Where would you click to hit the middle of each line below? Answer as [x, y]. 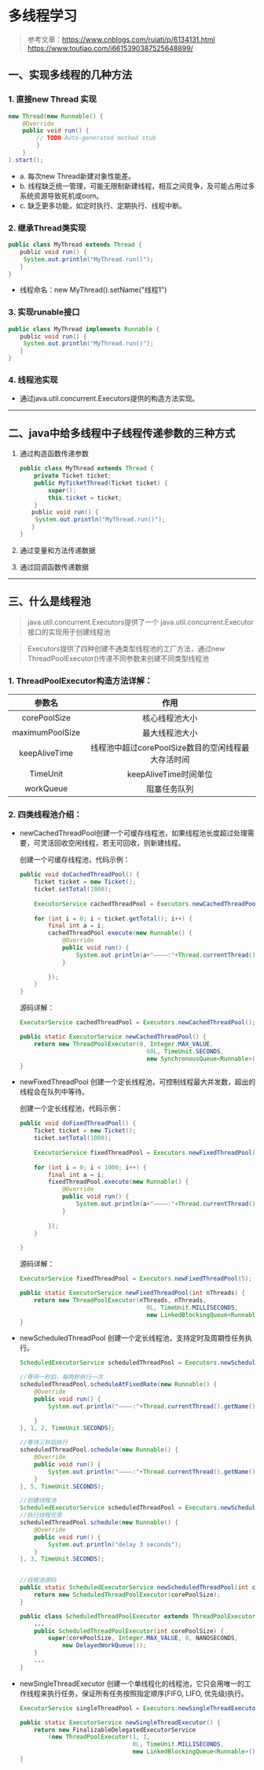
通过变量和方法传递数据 [57, 550]
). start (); [26, 160]
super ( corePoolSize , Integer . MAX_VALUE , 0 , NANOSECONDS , [143, 1638]
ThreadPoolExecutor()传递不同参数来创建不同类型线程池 [118, 658]
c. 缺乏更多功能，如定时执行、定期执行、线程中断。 [103, 205]
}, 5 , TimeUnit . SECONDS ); [62, 1486]
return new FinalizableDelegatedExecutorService [115, 1730]
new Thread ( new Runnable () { [56, 116]
